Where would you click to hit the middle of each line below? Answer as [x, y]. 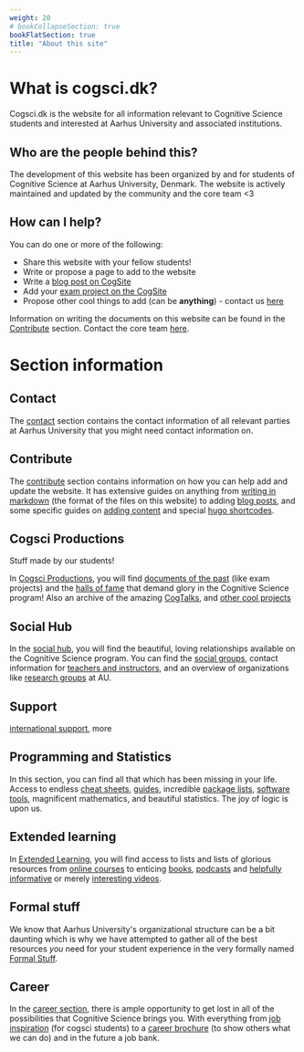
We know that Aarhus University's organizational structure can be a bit [142, 929]
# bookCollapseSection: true [65, 26]
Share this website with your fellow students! [107, 262]
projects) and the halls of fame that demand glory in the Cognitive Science [149, 588]
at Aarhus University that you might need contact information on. [131, 430]
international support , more [61, 729]
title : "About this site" [58, 43]
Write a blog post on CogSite [77, 281]
